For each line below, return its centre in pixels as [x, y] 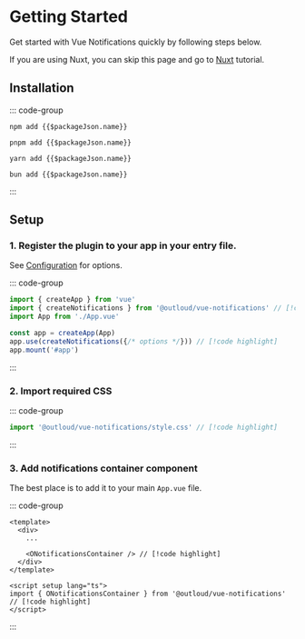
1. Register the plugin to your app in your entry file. [123, 245]
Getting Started [69, 17]
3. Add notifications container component [103, 468]
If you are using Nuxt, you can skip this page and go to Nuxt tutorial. [137, 59]
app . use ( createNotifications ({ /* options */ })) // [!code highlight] [144, 341]
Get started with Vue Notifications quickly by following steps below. [136, 42]
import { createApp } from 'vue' [73, 300]
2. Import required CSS [61, 391]
